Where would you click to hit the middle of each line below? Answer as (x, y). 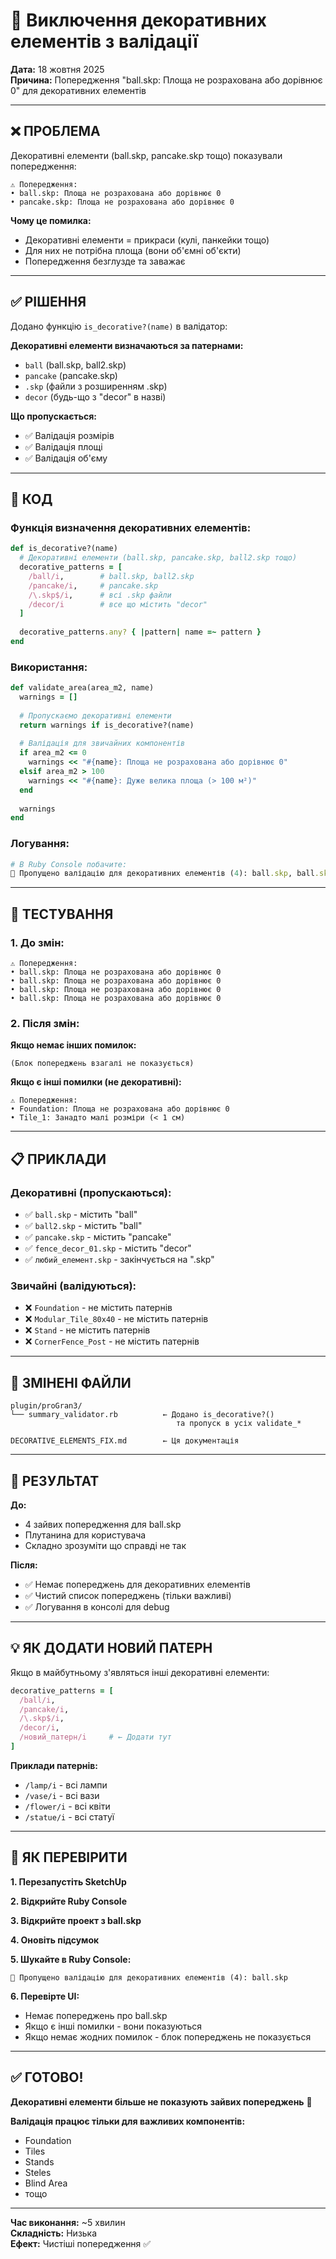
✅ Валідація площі (63, 446)
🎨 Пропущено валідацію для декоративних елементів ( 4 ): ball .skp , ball (162, 874)
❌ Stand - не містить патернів (87, 1330)
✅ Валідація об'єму (66, 458)
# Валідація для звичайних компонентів (102, 744)
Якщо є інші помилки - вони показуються (113, 2026)
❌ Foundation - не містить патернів (98, 1308)
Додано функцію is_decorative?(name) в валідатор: (119, 326)
